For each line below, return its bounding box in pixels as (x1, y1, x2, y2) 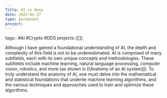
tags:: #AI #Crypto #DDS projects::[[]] (5, 35, 83, 41)
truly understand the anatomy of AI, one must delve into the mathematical (5, 71, 157, 77)
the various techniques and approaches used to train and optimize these (5, 82, 155, 88)
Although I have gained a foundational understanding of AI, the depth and (5, 44, 156, 50)
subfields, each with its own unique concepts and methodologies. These (5, 55, 154, 61)
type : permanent (5, 16, 39, 21)
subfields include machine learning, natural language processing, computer (5, 60, 161, 66)
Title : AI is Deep (5, 7, 43, 12)
